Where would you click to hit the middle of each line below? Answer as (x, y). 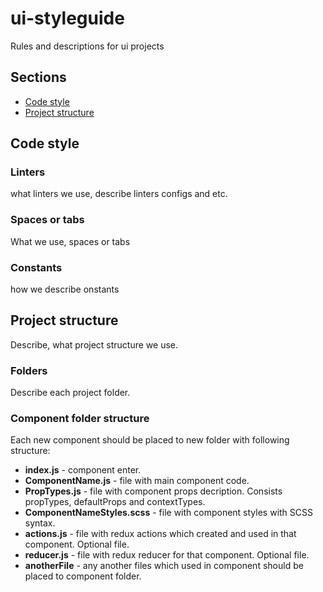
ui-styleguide (67, 18)
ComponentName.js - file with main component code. (137, 481)
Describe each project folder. (70, 393)
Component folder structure (80, 419)
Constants (36, 267)
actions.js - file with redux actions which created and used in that (160, 534)
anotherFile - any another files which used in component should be (164, 566)
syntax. (40, 523)
